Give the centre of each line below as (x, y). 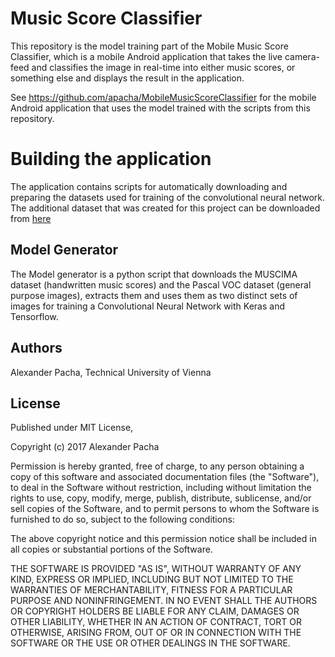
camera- (302, 56)
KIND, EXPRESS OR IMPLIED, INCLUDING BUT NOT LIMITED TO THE (152, 579)
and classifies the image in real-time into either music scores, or (163, 67)
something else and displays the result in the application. (127, 78)
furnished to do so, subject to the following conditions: (122, 519)
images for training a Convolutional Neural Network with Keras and (147, 306)
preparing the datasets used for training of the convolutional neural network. (168, 197)
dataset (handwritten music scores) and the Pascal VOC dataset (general (161, 284)
